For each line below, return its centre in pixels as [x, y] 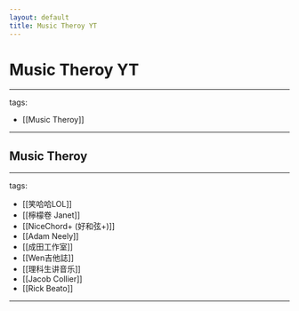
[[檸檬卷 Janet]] [51, 215]
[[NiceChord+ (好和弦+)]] [69, 227]
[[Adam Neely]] [50, 236]
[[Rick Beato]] [48, 289]
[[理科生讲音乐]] [52, 269]
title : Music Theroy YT [53, 26]
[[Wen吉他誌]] [48, 258]
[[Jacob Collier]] [52, 279]
